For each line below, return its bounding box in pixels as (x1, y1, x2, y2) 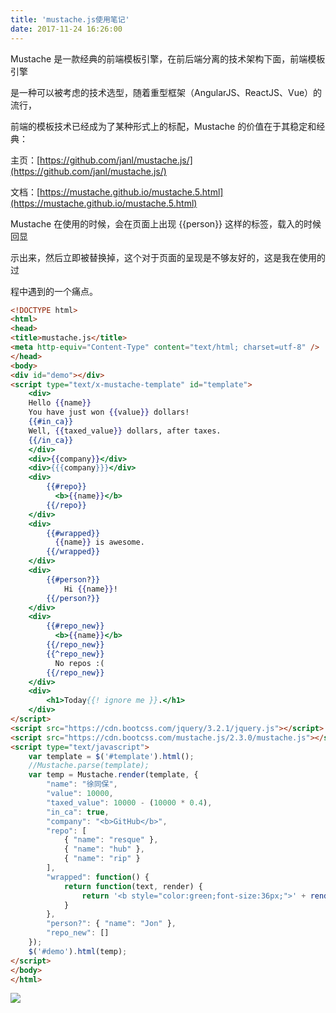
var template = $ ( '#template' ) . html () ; (28, 751, 195, 761)
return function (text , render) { (63, 881, 203, 891)
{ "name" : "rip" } (63, 854, 141, 864)
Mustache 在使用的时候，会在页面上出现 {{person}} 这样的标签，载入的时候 (10, 217, 322, 230)
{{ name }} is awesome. (54, 537, 145, 548)
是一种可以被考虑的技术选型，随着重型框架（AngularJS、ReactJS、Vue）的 (10, 86, 323, 98)
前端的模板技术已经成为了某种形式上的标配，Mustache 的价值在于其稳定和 (10, 120, 317, 132)
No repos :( (54, 658, 105, 668)
